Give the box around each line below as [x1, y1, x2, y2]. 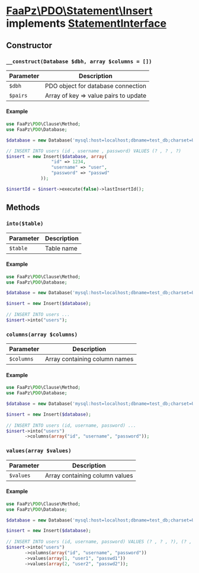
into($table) [6, 220, 44, 227]
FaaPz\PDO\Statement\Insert [6, 4, 153, 18]
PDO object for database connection [44, 82, 147, 90]
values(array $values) [6, 448, 72, 454]
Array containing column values [44, 471, 133, 479]
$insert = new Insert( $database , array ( [6, 153, 108, 159]
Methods [6, 202, 40, 213]
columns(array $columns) [6, 331, 78, 338]
